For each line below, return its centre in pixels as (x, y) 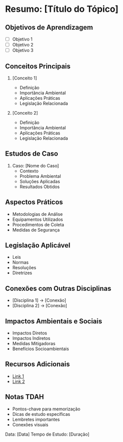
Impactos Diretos (30, 333)
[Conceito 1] (24, 78)
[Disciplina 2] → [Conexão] (40, 306)
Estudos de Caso (32, 154)
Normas (20, 262)
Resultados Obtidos (40, 187)
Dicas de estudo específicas (41, 414)
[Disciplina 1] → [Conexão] (39, 300)
